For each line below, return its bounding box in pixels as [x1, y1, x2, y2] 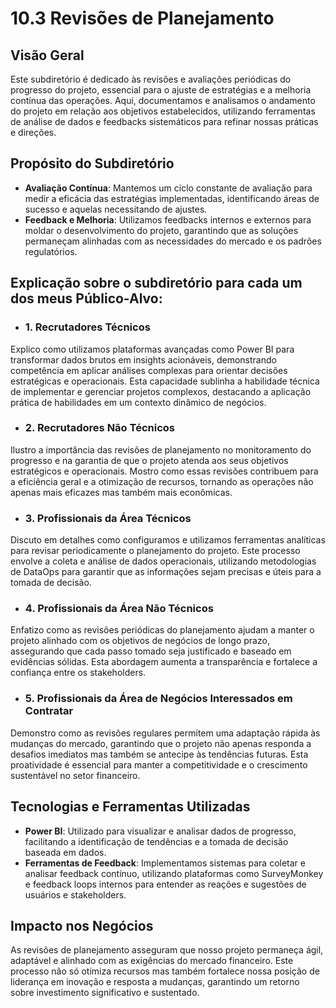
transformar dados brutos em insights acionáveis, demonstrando [10, 353, 277, 366]
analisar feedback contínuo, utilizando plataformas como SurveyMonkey [24, 867, 324, 879]
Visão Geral [10, 47, 85, 64]
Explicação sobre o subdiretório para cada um [10, 275, 303, 292]
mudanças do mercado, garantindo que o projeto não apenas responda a [10, 737, 312, 749]
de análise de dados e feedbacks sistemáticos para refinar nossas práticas [10, 116, 319, 127]
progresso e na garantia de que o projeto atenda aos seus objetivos [10, 454, 289, 466]
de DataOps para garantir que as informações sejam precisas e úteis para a [10, 566, 322, 578]
